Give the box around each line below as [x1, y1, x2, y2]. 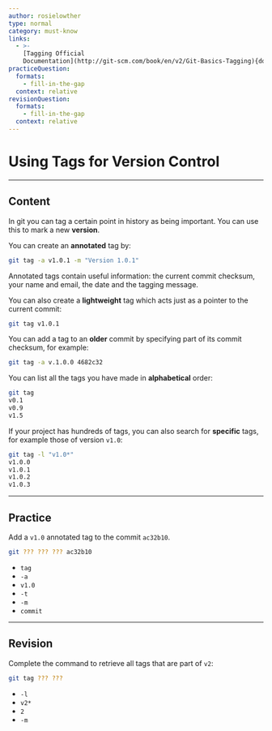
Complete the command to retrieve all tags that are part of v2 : [8, 658, 214, 668]
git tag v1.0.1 [8, 320, 60, 328]
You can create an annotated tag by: [8, 240, 131, 250]
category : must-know [8, 27, 79, 35]
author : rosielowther [8, 11, 82, 20]
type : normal [8, 19, 53, 28]
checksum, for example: [8, 342, 89, 353]
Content [8, 195, 51, 209]
